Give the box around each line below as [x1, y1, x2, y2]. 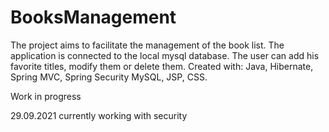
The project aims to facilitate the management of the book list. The [10, 39, 285, 51]
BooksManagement [10, 6, 177, 29]
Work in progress [10, 90, 82, 102]
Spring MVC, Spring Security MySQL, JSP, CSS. [10, 71, 208, 83]
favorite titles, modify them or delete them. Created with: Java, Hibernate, [10, 60, 314, 72]
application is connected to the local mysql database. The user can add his [10, 49, 320, 61]
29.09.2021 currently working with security [10, 109, 188, 121]
